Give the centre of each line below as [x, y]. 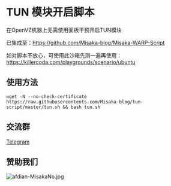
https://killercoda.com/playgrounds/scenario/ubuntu [71, 62]
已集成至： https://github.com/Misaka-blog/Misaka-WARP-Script [85, 42]
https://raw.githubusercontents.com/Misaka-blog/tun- [75, 102]
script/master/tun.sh [33, 107]
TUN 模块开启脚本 [50, 12]
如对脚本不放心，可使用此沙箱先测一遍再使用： [64, 55]
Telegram [18, 142]
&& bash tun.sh [82, 107]
